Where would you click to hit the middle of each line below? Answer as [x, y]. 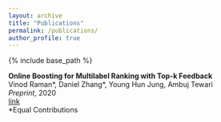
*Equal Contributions [43, 110]
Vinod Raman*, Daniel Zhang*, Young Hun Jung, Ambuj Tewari [111, 85]
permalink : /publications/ [53, 30]
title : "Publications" [46, 23]
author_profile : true [44, 38]
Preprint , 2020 [32, 93]
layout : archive [35, 16]
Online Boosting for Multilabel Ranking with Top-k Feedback [110, 76]
